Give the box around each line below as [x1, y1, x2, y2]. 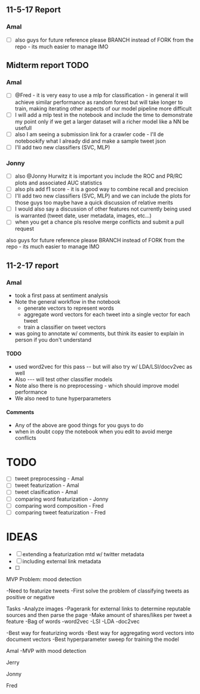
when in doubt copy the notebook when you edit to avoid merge [14, 428, 173, 435]
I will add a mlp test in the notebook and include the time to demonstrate [14, 111, 193, 118]
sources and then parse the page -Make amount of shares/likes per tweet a [6, 611, 192, 618]
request [14, 225, 34, 232]
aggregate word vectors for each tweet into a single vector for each [23, 310, 190, 318]
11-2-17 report [6, 260, 59, 270]
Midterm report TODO [6, 60, 89, 70]
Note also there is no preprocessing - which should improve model [14, 382, 179, 390]
